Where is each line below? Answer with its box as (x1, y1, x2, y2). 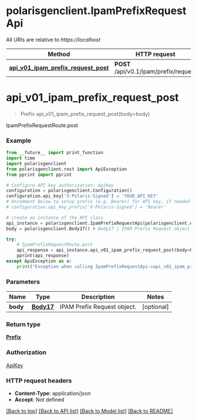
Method (47, 50, 70, 58)
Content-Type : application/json (14, 389, 91, 396)
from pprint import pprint (6, 172, 72, 178)
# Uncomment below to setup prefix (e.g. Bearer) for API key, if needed (6, 199, 191, 205)
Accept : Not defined (14, 396, 64, 403)
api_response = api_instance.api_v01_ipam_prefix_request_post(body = (16, 247, 191, 254)
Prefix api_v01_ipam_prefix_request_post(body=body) (20, 110, 151, 117)
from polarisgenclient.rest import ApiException (6, 166, 127, 172)
